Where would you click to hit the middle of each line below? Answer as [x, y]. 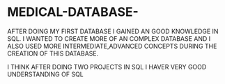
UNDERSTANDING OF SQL [45, 74]
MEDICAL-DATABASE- [73, 12]
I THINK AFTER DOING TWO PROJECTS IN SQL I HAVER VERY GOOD [107, 67]
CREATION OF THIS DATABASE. [53, 53]
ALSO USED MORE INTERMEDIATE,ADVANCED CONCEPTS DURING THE [112, 46]
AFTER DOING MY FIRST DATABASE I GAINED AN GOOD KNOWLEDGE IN [113, 31]
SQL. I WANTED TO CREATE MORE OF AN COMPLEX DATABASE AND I [109, 38]
